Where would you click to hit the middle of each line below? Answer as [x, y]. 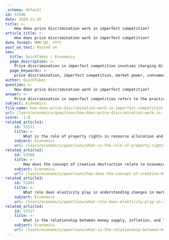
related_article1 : [24, 122]
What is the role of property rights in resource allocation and [93, 136]
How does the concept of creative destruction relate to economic [94, 164]
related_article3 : [24, 178]
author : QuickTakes [26, 80]
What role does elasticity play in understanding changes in [89, 192]
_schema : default [23, 10]
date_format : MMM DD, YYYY [33, 43]
